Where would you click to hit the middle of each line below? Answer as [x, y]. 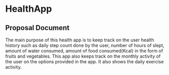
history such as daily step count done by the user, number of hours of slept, [85, 45]
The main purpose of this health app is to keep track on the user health [80, 40]
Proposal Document [37, 28]
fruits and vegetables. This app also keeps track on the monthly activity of [83, 56]
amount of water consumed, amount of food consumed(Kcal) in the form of [84, 51]
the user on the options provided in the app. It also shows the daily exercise [84, 61]
